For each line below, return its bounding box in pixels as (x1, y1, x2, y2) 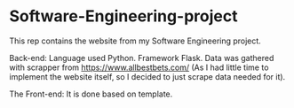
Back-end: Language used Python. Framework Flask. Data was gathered (9, 52, 274, 63)
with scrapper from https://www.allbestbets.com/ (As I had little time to (9, 62, 269, 73)
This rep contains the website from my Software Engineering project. (9, 35, 262, 46)
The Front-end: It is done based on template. (9, 89, 173, 99)
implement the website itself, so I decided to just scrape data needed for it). (9, 71, 286, 81)
